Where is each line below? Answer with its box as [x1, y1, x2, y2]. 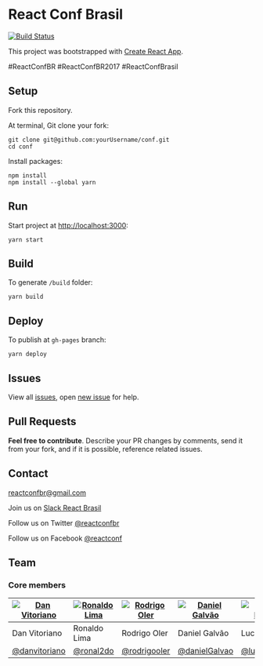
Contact [8, 467, 49, 480]
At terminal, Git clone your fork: [8, 120, 110, 130]
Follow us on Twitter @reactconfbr [8, 518, 120, 527]
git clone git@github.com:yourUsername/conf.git [8, 136, 170, 144]
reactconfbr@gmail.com [8, 488, 87, 497]
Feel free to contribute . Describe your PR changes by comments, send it [8, 435, 243, 445]
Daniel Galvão [177, 628, 229, 639]
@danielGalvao [177, 646, 233, 657]
